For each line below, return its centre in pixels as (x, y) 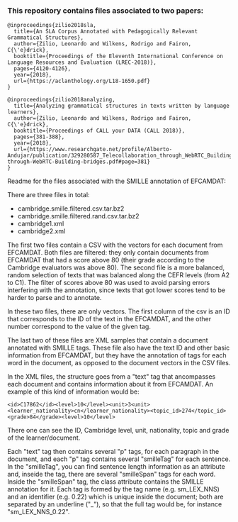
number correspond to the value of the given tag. (79, 327)
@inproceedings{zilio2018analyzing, (61, 100)
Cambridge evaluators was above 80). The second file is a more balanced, (116, 267)
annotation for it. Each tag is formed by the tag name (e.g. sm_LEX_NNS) (113, 489)
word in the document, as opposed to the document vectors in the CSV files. (119, 363)
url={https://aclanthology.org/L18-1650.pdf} (82, 81)
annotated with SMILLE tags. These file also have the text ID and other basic (119, 348)
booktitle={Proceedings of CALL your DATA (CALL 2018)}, (100, 131)
